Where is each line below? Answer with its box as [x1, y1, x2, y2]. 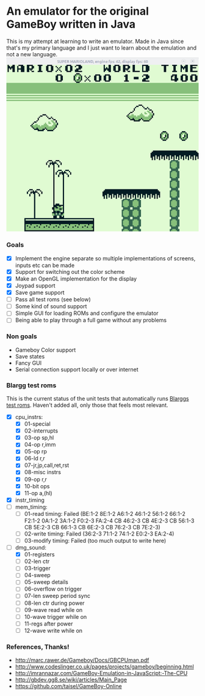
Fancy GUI [15, 359, 42, 366]
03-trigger [24, 565, 51, 572]
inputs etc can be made [15, 262, 75, 269]
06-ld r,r [24, 455, 46, 462]
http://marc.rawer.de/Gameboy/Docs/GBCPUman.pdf [15, 657, 149, 664]
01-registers [24, 551, 55, 558]
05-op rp [24, 448, 48, 455]
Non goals [6, 332, 38, 341]
